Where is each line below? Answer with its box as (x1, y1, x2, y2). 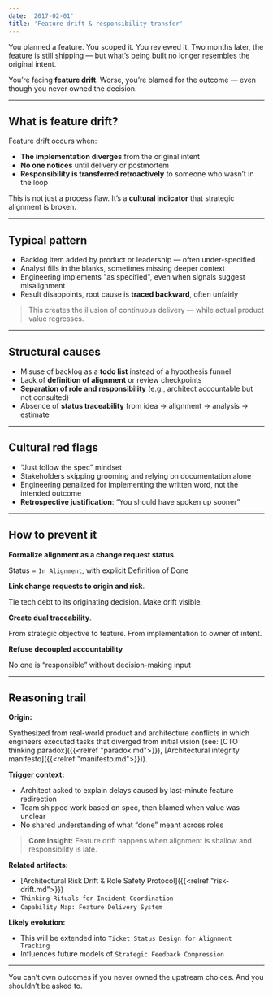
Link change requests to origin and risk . (8, 581, 145, 591)
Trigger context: (8, 769, 65, 780)
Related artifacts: (8, 860, 68, 870)
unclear (19, 812, 46, 821)
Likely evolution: (8, 917, 66, 927)
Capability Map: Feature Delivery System (19, 904, 162, 912)
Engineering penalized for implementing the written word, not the (19, 479, 239, 489)
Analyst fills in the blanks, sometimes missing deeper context (19, 263, 226, 273)
